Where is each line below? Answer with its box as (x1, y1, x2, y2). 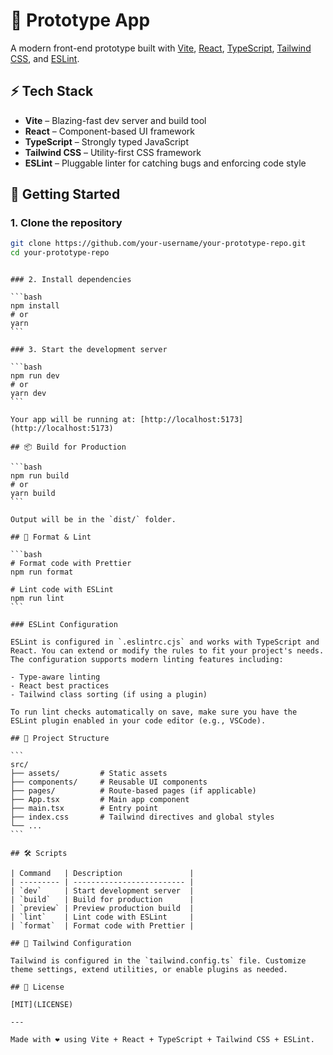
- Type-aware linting (10, 672, 101, 683)
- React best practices (10, 681, 110, 691)
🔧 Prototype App (10, 9, 151, 32)
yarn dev (10, 389, 47, 399)
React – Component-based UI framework (24, 125, 195, 137)
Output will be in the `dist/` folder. (10, 515, 177, 525)
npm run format (10, 567, 74, 578)
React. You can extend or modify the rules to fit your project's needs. (10, 646, 325, 656)
